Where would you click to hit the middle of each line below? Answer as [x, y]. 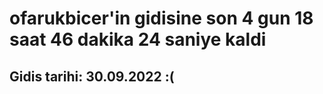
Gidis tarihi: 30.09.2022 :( [92, 76]
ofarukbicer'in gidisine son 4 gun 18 [161, 18]
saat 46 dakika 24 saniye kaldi [138, 39]
